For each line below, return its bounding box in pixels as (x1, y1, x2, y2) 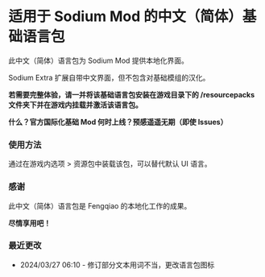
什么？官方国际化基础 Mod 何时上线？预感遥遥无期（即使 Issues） (8, 117, 228, 126)
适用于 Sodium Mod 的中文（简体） (8, 7, 243, 26)
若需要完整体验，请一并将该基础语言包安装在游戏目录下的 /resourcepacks (8, 89, 255, 99)
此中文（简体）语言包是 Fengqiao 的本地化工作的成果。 (8, 201, 192, 210)
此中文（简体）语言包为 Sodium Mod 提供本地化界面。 (8, 56, 189, 65)
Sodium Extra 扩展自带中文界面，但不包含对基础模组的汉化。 (8, 72, 210, 82)
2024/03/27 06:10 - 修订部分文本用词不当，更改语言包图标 (19, 259, 215, 270)
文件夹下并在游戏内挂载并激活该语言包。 (8, 100, 143, 110)
